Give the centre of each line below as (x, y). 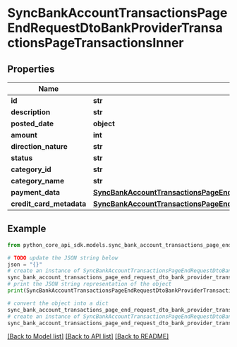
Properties (31, 69)
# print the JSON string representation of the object (90, 284)
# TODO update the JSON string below (63, 258)
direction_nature (39, 146)
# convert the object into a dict (58, 303)
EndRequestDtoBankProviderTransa (115, 28)
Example (27, 229)
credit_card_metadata (49, 204)
